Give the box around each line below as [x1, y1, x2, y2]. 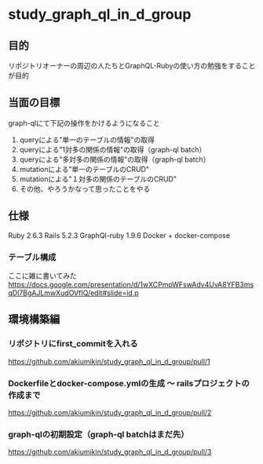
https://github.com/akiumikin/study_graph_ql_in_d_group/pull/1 [8, 356, 210, 366]
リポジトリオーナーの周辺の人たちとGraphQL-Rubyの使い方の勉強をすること [8, 61, 256, 70]
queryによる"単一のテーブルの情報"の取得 [19, 135, 155, 144]
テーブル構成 [8, 251, 57, 262]
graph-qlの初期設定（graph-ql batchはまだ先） [8, 429, 189, 440]
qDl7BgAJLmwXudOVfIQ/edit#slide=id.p [8, 288, 139, 298]
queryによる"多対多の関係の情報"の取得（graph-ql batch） [19, 155, 210, 164]
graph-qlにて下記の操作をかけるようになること [8, 118, 160, 127]
